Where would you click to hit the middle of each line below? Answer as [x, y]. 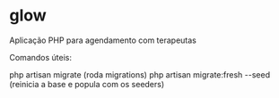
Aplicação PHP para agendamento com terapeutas [103, 40]
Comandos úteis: [41, 57]
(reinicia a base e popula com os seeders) [87, 84]
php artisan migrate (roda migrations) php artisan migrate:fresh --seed [140, 74]
